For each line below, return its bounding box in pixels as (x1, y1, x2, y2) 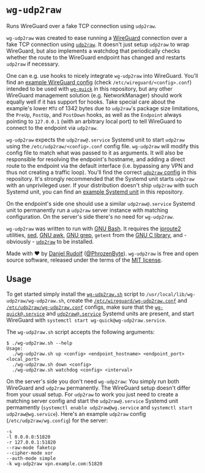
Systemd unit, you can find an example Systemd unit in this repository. (6, 188, 184, 195)
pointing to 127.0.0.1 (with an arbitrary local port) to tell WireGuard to (6, 118, 182, 125)
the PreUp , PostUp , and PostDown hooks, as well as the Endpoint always (6, 111, 182, 118)
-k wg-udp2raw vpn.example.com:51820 (6, 461, 103, 467)
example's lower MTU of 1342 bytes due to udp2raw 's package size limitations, (6, 104, 199, 112)
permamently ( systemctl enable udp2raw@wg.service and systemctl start (6, 403, 193, 411)
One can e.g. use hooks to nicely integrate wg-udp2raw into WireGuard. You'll (6, 72, 198, 79)
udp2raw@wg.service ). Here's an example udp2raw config (6, 410, 146, 417)
